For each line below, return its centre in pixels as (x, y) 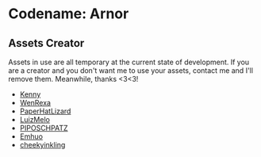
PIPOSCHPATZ (44, 128)
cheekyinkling (42, 145)
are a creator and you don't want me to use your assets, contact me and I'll (131, 71)
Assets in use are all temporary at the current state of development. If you (129, 62)
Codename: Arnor (69, 14)
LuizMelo (35, 119)
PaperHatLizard (45, 111)
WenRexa (35, 103)
